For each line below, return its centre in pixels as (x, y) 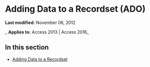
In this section (27, 47)
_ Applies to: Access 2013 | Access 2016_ (47, 32)
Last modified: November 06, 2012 (40, 22)
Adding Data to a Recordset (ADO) (75, 9)
